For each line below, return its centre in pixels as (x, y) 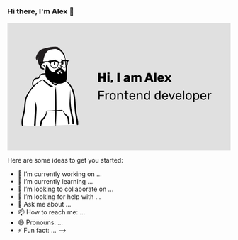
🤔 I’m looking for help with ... (59, 197)
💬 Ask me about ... (44, 204)
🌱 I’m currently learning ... (55, 182)
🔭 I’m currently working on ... (59, 174)
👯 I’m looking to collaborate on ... (66, 189)
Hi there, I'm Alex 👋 (41, 11)
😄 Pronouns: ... (40, 222)
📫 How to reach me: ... (51, 212)
